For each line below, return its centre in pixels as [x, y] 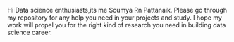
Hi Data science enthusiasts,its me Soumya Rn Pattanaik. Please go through [117, 10]
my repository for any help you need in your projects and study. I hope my [115, 17]
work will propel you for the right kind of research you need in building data [117, 25]
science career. [30, 32]
